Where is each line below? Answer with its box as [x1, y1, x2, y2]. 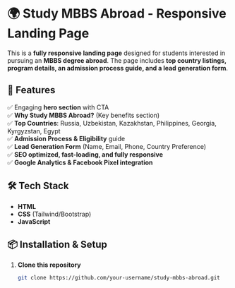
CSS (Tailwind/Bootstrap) [17, 210, 92, 218]
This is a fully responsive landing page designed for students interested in [7, 49, 226, 57]
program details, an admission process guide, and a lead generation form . [7, 64, 228, 72]
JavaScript [17, 217, 51, 226]
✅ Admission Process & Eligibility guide [7, 134, 126, 143]
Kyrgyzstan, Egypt [7, 126, 61, 135]
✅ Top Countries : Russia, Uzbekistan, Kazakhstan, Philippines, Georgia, [7, 119, 217, 127]
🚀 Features [7, 84, 56, 96]
